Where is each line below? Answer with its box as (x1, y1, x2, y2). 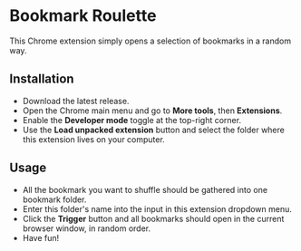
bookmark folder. (22, 194, 87, 205)
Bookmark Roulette (9, 5, 157, 26)
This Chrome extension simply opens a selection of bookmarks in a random (9, 35, 292, 46)
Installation (9, 72, 74, 87)
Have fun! (22, 232, 60, 243)
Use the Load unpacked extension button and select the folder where (22, 124, 286, 135)
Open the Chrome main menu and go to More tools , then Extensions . (22, 105, 283, 116)
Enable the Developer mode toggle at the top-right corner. (22, 114, 242, 125)
